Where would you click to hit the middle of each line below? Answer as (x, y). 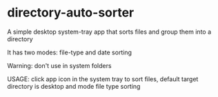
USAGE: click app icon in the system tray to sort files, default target (103, 79)
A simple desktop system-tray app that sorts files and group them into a (109, 32)
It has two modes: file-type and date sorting (70, 52)
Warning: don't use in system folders (59, 65)
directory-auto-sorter (71, 13)
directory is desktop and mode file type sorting (74, 86)
